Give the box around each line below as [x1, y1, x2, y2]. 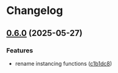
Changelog [6, 4, 63, 18]
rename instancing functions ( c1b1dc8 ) [15, 60, 113, 67]
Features [6, 46, 33, 55]
